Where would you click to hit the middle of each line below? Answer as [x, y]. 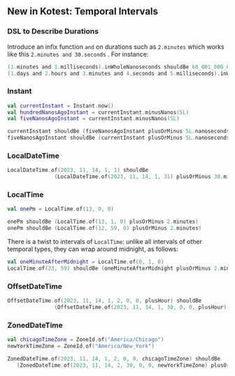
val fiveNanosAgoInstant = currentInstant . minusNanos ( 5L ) [93, 119]
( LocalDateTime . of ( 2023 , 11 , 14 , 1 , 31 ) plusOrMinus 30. [139, 177]
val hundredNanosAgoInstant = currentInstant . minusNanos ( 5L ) [98, 112]
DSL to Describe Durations [53, 31]
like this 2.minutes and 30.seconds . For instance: [78, 54]
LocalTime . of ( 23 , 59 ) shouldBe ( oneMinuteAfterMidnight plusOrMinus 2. [114, 268]
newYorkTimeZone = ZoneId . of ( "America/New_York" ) [81, 346]
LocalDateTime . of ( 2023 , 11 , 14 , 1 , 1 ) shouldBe [78, 171]
